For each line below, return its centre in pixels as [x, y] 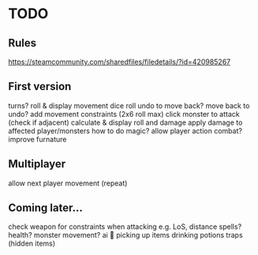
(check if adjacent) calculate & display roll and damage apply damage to [125, 122]
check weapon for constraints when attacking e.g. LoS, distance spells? [125, 227]
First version [40, 86]
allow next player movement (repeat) [68, 183]
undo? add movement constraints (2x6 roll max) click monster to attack [124, 114]
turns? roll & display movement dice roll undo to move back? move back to [129, 105]
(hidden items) [32, 244]
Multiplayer [37, 164]
